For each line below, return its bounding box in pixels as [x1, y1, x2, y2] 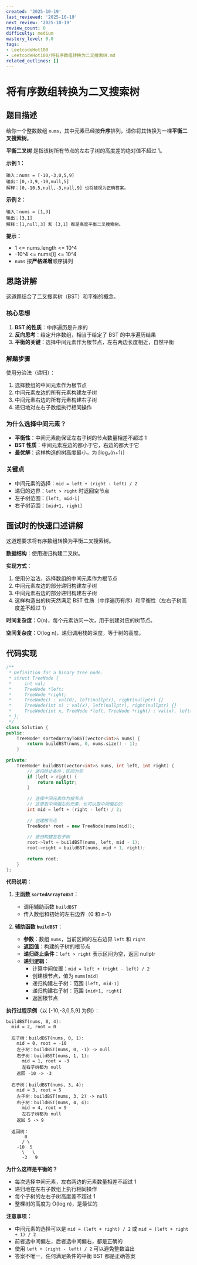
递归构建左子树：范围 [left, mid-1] [32, 980, 120, 987]
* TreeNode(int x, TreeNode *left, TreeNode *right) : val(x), [8, 708, 177, 714]
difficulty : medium [6, 31, 54, 37]
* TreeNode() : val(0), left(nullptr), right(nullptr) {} [8, 697, 164, 703]
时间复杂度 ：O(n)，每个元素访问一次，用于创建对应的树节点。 [6, 617, 156, 624]
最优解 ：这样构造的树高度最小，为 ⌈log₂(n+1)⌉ [14, 449, 125, 456]
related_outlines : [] [6, 58, 59, 64]
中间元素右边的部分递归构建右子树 [14, 590, 97, 597]
